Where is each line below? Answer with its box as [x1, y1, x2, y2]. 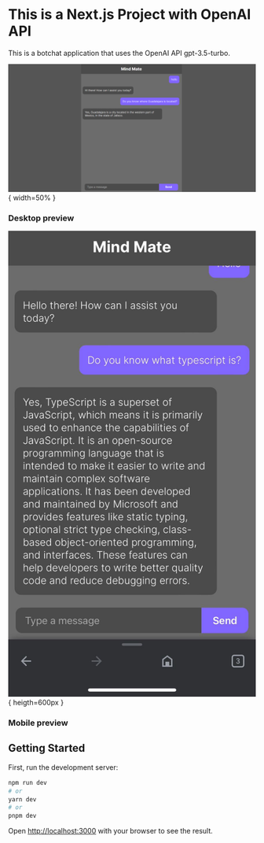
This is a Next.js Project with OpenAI [8, 6, 251, 24]
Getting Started [8, 741, 86, 755]
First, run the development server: [8, 762, 119, 772]
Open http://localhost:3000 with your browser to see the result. [8, 826, 214, 836]
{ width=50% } [8, 193, 57, 202]
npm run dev [8, 778, 47, 786]
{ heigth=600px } [8, 698, 64, 708]
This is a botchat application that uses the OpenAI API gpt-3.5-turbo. [8, 48, 230, 57]
